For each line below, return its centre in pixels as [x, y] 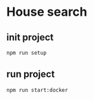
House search [47, 12]
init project [30, 37]
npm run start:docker [37, 90]
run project [31, 74]
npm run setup [27, 53]
